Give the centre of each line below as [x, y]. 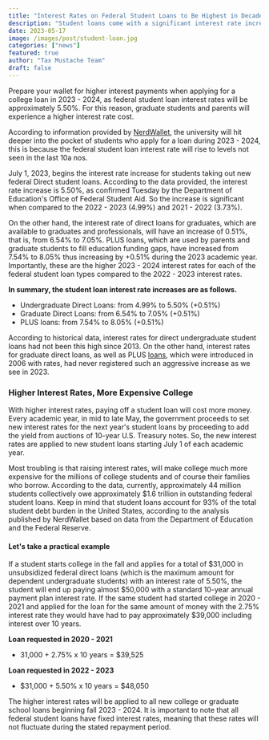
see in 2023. [29, 372]
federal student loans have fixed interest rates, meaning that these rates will [133, 718]
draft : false [30, 68]
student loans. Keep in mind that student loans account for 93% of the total [132, 502]
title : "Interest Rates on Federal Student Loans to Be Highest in [123, 16]
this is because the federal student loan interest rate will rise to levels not [129, 148]
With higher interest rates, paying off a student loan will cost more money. [130, 410]
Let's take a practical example [59, 546]
